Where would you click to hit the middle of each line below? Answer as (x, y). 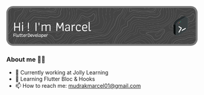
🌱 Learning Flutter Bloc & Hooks (55, 79)
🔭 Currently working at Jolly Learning (62, 73)
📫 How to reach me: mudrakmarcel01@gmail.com (78, 86)
